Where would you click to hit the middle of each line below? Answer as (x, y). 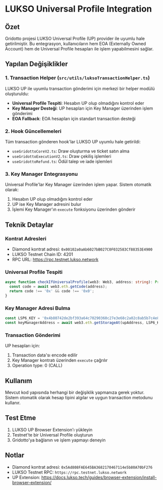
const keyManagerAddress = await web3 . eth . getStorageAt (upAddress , (75, 322)
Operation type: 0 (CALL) (37, 366)
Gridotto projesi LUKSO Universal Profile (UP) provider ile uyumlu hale (75, 38)
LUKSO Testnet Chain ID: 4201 (42, 254)
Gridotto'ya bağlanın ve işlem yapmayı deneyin (59, 440)
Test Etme (21, 418)
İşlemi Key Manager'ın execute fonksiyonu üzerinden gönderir (74, 209)
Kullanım (19, 380)
